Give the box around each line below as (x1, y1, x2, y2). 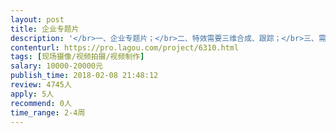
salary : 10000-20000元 (10, 61, 103, 71)
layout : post (10, 14, 65, 25)
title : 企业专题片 (10, 24, 80, 34)
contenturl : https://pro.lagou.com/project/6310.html (10, 42, 240, 53)
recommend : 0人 (10, 98, 72, 108)
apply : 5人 (10, 89, 55, 99)
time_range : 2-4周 (10, 107, 86, 118)
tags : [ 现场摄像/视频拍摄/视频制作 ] (10, 52, 145, 62)
